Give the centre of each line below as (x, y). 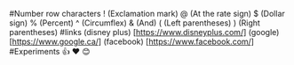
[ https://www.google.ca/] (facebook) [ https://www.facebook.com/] (132, 41)
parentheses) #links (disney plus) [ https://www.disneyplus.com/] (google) (144, 32)
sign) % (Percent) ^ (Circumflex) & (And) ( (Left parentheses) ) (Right (135, 23)
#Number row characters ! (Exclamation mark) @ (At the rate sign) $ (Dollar (147, 14)
